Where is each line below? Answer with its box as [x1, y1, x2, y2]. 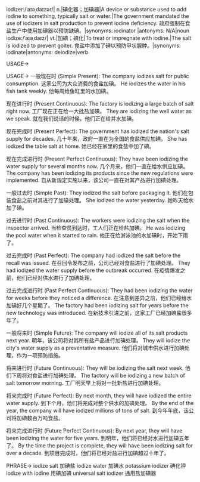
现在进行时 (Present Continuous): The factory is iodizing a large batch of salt [6, 100, 194, 107]
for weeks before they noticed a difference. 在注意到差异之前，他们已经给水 [6, 295, 192, 301]
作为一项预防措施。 [16, 352, 64, 359]
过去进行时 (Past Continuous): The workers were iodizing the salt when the [6, 217, 190, 224]
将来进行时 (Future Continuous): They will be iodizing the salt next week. [6, 364, 184, 372]
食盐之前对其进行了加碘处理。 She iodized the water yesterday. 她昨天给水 [11, 197, 194, 203]
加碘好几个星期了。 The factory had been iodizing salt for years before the [6, 302, 189, 309]
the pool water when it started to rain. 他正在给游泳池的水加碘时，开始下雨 [6, 232, 189, 239]
